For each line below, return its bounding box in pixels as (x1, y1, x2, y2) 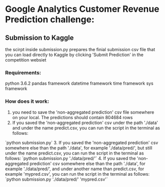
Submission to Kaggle (5, 33, 74, 42)
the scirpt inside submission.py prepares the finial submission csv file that (5, 47, 155, 52)
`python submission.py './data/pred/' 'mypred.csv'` (5, 176, 108, 182)
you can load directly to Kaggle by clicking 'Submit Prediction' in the (5, 52, 144, 58)
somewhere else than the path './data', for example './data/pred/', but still (5, 145, 153, 151)
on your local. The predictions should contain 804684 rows (12, 114, 133, 120)
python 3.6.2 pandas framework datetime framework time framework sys (5, 80, 154, 87)
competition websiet (5, 57, 47, 62)
